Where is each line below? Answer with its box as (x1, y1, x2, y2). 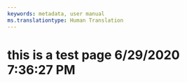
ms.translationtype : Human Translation (7, 17, 124, 24)
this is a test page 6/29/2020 (7, 47, 180, 63)
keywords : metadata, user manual (7, 10, 105, 18)
